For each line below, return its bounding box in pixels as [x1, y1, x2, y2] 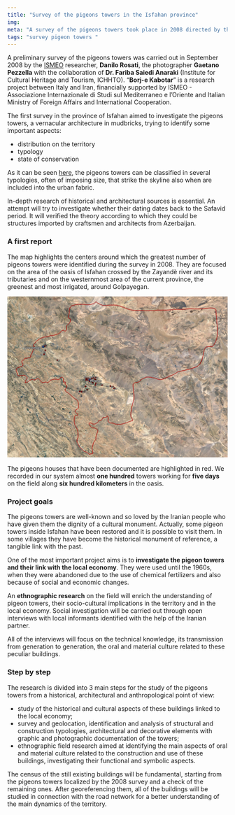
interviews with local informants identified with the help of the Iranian [7, 614, 206, 623]
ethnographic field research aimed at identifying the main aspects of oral [17, 742, 228, 750]
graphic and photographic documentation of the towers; [17, 734, 180, 742]
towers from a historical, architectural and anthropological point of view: [7, 690, 215, 699]
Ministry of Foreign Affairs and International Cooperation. [7, 98, 172, 106]
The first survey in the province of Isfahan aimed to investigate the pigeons [7, 112, 224, 120]
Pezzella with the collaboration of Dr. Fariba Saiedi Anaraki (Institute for [7, 69, 215, 77]
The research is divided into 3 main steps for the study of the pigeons [7, 683, 208, 692]
